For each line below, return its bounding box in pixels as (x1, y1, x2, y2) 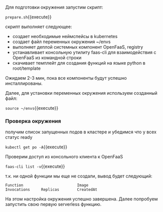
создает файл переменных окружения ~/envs (12, 39, 111, 45)
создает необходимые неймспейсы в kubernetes (12, 34, 118, 39)
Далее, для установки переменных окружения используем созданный (5, 90, 158, 96)
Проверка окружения (5, 117, 61, 124)
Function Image (5, 183, 89, 188)
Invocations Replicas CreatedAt (5, 187, 98, 192)
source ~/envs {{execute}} (5, 105, 59, 111)
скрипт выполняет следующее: (5, 24, 72, 30)
